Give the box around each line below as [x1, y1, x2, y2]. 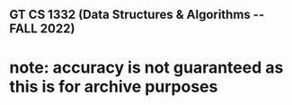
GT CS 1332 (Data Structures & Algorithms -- [9, 7, 265, 22]
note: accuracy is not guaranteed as [9, 57, 284, 77]
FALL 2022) [9, 22, 75, 37]
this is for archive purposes [9, 76, 218, 97]
